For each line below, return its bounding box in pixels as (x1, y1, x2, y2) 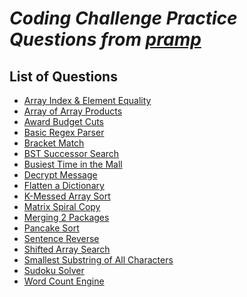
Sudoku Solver (23, 265, 85, 276)
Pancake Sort (23, 222, 80, 234)
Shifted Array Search (23, 243, 111, 255)
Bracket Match (23, 137, 85, 149)
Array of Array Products (23, 105, 123, 117)
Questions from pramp (9, 28, 202, 51)
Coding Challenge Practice (9, 7, 238, 30)
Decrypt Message (23, 169, 98, 181)
